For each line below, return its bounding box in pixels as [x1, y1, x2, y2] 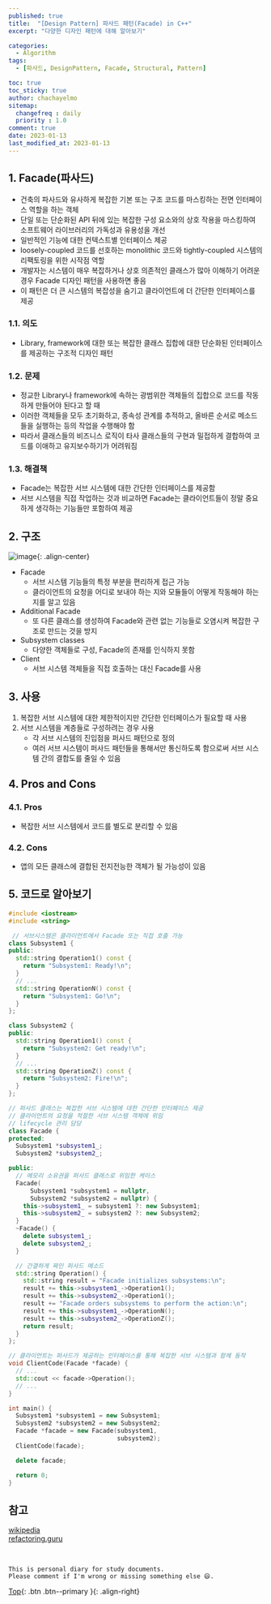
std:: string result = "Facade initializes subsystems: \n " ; [23, 1277, 227, 1285]
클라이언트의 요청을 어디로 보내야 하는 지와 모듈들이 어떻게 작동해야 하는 [32, 587, 260, 597]
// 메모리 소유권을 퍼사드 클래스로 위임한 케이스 [15, 1172, 156, 1180]
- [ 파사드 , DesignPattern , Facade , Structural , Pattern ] [15, 64, 206, 73]
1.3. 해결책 [8, 463, 48, 475]
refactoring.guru [8, 1534, 63, 1544]
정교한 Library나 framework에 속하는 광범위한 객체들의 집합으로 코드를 [19, 390, 244, 400]
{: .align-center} [36, 552, 91, 561]
